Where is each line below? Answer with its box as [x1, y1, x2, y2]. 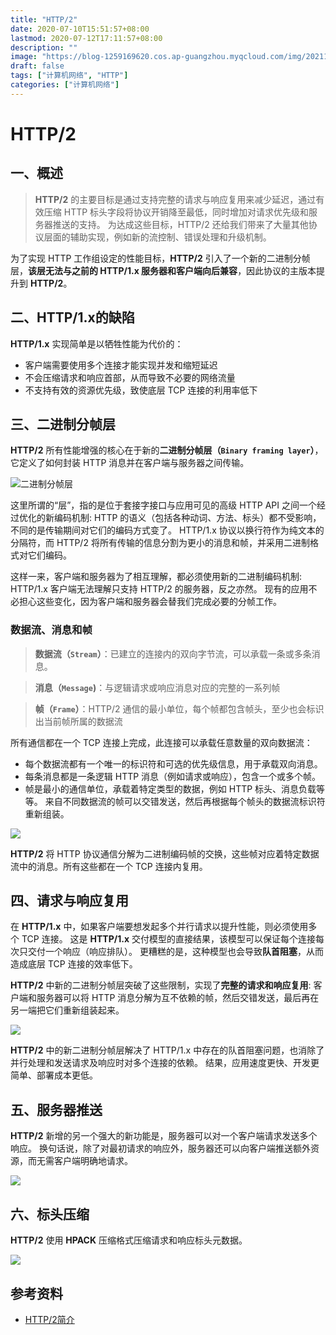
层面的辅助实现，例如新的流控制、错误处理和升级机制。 [43, 231, 272, 243]
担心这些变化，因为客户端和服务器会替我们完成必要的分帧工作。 [18, 596, 282, 608]
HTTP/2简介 [24, 1313, 75, 1325]
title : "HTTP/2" [10, 14, 78, 25]
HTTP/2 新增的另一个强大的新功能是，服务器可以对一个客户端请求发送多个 [10, 1130, 318, 1142]
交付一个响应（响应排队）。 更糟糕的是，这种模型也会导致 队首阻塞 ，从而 [27, 946, 324, 958]
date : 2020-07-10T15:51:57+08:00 [10, 24, 150, 34]
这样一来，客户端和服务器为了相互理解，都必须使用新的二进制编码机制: [10, 571, 303, 583]
